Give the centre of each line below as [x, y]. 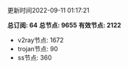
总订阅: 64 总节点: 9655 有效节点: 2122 [64, 25]
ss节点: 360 [34, 57]
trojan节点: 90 [38, 49]
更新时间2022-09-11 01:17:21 [49, 10]
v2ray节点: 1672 [40, 40]
